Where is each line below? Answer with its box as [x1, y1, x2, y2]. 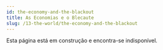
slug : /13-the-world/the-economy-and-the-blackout [6, 20, 138, 26]
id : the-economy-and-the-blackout [6, 9, 95, 15]
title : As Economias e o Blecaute [6, 15, 95, 21]
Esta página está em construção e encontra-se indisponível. [6, 37, 158, 45]
